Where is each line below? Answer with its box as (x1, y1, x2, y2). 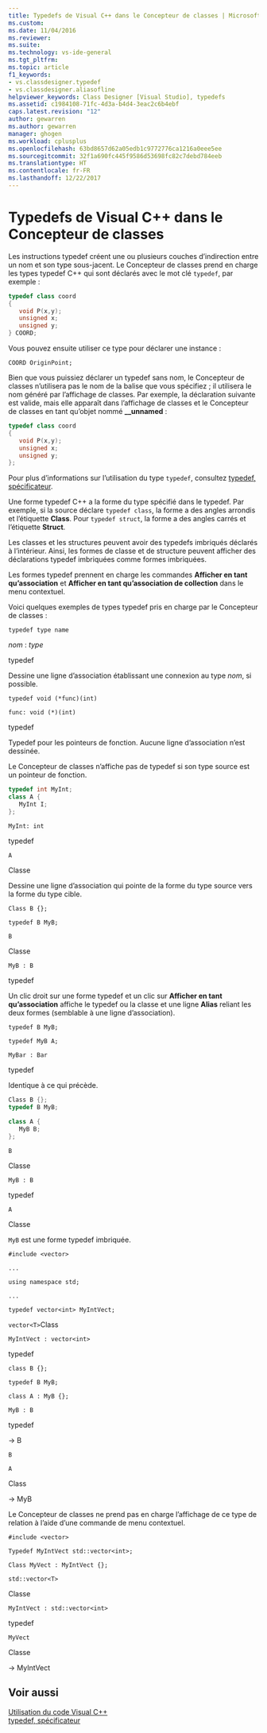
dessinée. (8, 746, 41, 756)
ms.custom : (8, 19, 44, 27)
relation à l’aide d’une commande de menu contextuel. (8, 1518, 185, 1528)
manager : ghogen (8, 130, 62, 137)
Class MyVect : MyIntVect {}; (8, 1561, 109, 1569)
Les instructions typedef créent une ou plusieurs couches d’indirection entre (8, 251, 259, 261)
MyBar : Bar (8, 1050, 48, 1059)
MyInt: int (8, 822, 44, 830)
